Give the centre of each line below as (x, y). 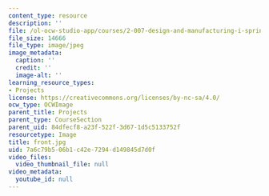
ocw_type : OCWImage (41, 105)
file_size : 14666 (37, 38)
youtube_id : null (44, 180)
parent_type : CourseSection (55, 120)
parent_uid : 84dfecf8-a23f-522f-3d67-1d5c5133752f (94, 127)
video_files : (30, 157)
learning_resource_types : (51, 82)
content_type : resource (48, 16)
